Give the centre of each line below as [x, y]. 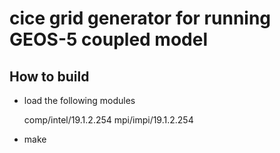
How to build [49, 76]
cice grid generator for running [140, 18]
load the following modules [79, 100]
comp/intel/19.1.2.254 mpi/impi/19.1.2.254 [108, 120]
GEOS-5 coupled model [108, 39]
